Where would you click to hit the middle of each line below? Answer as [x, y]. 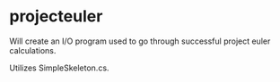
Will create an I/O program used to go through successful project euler [140, 41]
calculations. [33, 50]
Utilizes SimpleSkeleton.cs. [59, 68]
